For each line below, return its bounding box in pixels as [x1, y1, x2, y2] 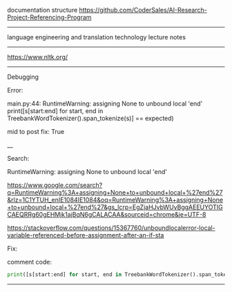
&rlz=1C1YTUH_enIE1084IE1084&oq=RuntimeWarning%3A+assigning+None [7, 196, 223, 204]
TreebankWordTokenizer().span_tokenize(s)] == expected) [7, 114, 174, 122]
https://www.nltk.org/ [7, 53, 68, 61]
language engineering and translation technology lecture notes [7, 33, 186, 41]
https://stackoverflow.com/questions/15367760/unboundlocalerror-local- [7, 224, 215, 232]
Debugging [7, 72, 39, 81]
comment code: [7, 258, 52, 266]
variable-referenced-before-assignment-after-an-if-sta [7, 231, 164, 239]
